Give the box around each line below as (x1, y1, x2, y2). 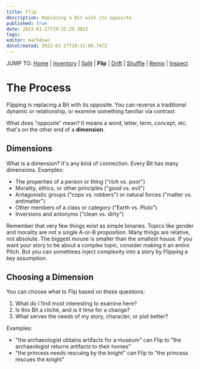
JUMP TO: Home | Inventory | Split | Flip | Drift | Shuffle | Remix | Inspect (6, 59, 188, 67)
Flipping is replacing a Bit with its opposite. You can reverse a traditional (6, 101, 187, 108)
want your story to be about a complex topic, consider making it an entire (6, 241, 190, 248)
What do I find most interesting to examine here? (15, 300, 137, 307)
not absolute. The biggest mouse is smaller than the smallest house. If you (6, 235, 193, 242)
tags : (6, 32, 20, 38)
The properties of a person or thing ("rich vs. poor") (15, 178, 145, 185)
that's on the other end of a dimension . (6, 125, 105, 133)
